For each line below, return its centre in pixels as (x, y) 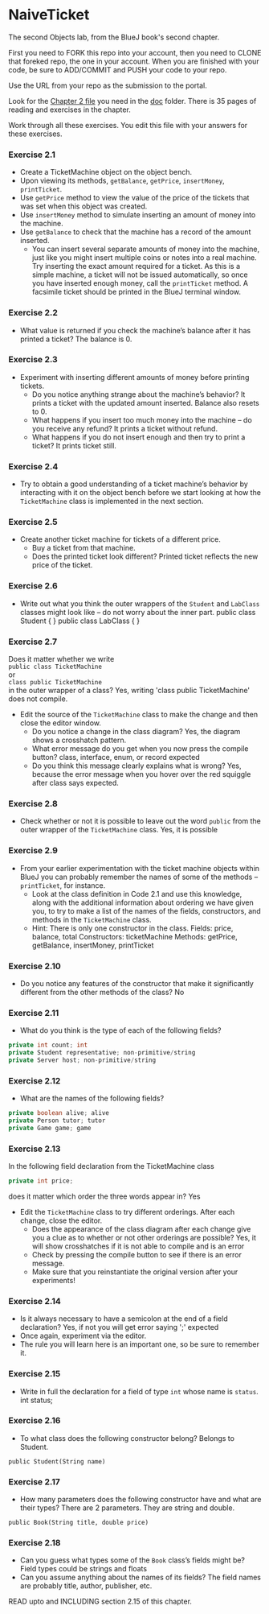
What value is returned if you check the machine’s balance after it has (135, 330)
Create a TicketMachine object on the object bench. (106, 172)
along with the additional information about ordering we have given (143, 902)
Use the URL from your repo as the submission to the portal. (108, 85)
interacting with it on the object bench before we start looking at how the (140, 493)
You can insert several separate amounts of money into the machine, (145, 249)
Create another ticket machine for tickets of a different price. (120, 539)
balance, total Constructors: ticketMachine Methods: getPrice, (135, 936)
